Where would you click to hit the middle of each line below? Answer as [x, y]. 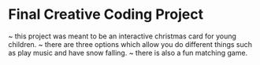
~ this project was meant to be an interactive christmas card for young [122, 36]
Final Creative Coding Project [106, 14]
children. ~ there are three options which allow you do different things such [130, 44]
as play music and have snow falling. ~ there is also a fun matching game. [128, 52]
